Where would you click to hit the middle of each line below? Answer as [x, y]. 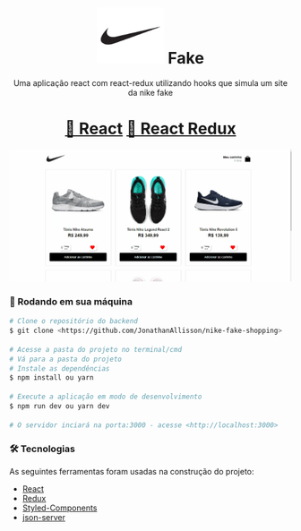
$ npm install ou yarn [52, 378]
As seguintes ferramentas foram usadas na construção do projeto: [132, 471]
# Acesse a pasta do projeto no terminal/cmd [95, 349]
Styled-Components [60, 508]
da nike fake [150, 92]
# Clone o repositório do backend [74, 321]
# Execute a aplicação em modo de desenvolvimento [106, 397]
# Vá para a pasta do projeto [66, 359]
